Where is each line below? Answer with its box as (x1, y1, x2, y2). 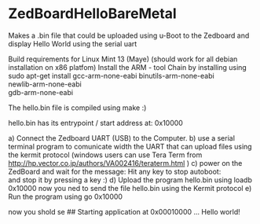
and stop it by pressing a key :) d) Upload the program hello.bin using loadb (8, 174, 253, 185)
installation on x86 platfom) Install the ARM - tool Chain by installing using (8, 62, 247, 72)
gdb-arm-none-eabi (8, 87, 73, 97)
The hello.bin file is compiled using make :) (8, 103, 147, 112)
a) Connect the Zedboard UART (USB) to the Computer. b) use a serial (8, 133, 236, 142)
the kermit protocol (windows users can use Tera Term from (8, 150, 203, 160)
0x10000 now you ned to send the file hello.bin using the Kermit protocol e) (8, 183, 252, 193)
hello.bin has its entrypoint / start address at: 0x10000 (8, 118, 183, 127)
